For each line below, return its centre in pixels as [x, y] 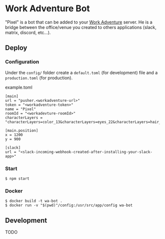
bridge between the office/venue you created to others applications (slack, [81, 27]
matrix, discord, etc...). [28, 32]
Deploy [16, 48]
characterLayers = [24, 118]
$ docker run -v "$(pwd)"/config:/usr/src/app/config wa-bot [69, 205]
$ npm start [17, 179]
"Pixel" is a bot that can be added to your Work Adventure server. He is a [79, 22]
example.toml [19, 87]
